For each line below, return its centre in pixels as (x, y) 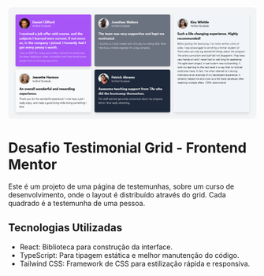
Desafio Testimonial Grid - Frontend (127, 148)
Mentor (33, 165)
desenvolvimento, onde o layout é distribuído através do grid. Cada (117, 194)
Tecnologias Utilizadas (65, 228)
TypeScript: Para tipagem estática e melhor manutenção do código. (129, 255)
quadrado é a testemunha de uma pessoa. (77, 203)
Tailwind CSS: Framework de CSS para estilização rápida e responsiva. (135, 263)
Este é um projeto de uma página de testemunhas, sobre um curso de (121, 186)
